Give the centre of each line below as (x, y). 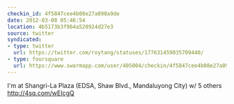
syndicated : (24, 40)
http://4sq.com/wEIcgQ (41, 93)
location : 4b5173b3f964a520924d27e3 (60, 27)
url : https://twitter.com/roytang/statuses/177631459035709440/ (109, 53)
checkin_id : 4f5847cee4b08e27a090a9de (63, 14)
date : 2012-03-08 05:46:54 (46, 20)
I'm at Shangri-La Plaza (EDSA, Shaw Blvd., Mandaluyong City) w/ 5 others (115, 85)
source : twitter (31, 33)
